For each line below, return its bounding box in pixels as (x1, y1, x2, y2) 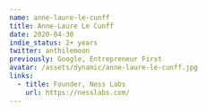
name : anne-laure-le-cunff (9, 13, 110, 22)
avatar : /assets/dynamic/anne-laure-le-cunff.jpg (9, 64, 199, 73)
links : (9, 72, 34, 81)
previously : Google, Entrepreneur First (9, 55, 163, 64)
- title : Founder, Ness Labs (17, 80, 126, 89)
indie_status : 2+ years (9, 38, 99, 47)
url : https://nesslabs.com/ (25, 88, 130, 97)
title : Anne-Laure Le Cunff (9, 21, 115, 30)
